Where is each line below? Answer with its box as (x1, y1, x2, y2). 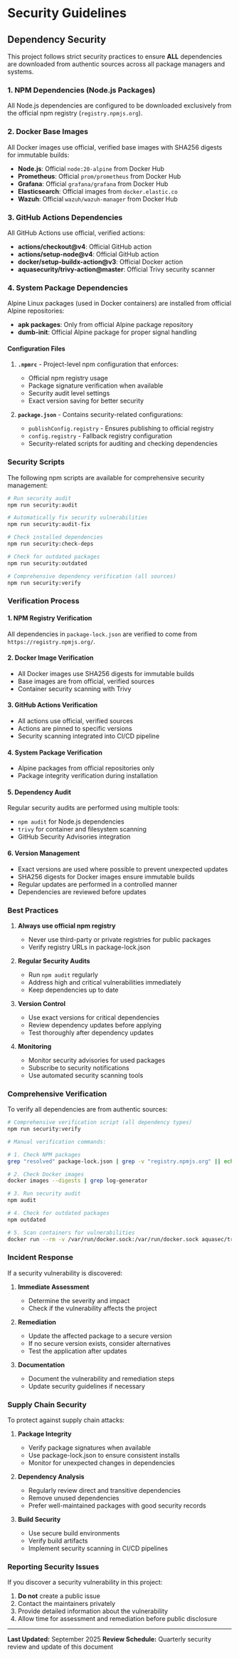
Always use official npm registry (17, 921, 116, 930)
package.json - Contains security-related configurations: (17, 410, 184, 419)
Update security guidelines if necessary (28, 1382, 146, 1390)
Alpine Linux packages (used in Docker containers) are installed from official (7, 299, 232, 308)
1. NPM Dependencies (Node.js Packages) (7, 85, 156, 95)
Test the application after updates (28, 1347, 127, 1355)
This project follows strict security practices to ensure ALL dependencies (7, 52, 223, 61)
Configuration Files (7, 344, 65, 353)
